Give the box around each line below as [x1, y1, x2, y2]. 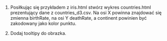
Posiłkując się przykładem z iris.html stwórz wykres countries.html [10, 5, 152, 10]
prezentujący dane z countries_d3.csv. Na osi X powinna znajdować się [10, 10, 162, 16]
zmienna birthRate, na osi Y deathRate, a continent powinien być [10, 15, 147, 21]
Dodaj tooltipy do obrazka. [10, 30, 67, 36]
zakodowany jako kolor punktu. [10, 20, 77, 26]
